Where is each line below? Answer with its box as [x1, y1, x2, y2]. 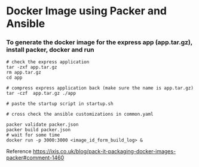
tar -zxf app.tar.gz [6, 64, 58, 70]
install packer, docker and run [6, 46, 94, 54]
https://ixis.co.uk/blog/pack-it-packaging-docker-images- [32, 148, 176, 155]
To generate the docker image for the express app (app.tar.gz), [6, 38, 193, 47]
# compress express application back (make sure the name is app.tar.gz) [6, 85, 194, 91]
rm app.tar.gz [6, 70, 42, 76]
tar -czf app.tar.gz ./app [6, 91, 76, 97]
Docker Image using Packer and [6, 4, 167, 18]
